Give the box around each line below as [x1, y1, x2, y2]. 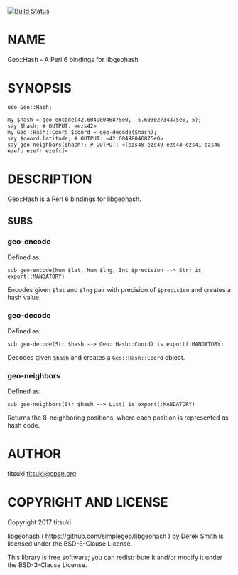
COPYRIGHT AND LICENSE [7, 494, 168, 511]
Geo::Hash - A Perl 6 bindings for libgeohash [7, 55, 139, 63]
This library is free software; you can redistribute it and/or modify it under [7, 553, 223, 561]
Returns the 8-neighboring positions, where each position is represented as [7, 413, 229, 422]
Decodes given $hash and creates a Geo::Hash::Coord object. [7, 353, 185, 361]
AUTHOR [7, 446, 62, 462]
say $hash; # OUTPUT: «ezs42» [7, 122, 97, 130]
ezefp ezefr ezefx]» [7, 147, 69, 155]
